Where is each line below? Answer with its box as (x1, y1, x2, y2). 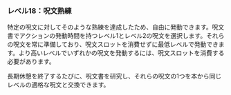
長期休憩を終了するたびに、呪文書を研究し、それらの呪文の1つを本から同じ (7, 72, 222, 81)
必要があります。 (7, 57, 55, 66)
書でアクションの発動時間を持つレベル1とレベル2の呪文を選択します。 (7, 32, 207, 40)
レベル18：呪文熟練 (7, 6, 72, 15)
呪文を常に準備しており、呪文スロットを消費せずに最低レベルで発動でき (12, 40, 219, 49)
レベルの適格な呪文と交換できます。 (7, 81, 110, 89)
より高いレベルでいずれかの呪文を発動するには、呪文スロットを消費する (18, 49, 225, 57)
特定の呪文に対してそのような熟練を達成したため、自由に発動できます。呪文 (7, 23, 225, 32)
